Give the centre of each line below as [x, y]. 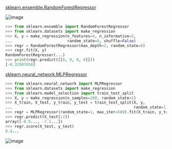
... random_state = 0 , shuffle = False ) [71, 41]
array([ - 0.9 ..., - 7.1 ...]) [34, 121]
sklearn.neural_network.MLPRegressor [46, 74]
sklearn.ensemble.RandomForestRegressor [51, 7]
